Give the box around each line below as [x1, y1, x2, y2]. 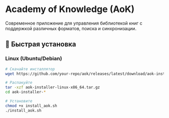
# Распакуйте [5, 80, 33, 85]
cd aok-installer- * [5, 89, 46, 95]
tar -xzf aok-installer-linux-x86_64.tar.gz [5, 85, 100, 90]
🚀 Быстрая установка [5, 40, 76, 49]
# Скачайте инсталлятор [5, 66, 55, 71]
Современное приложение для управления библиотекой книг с [5, 20, 142, 26]
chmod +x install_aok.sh [5, 103, 57, 108]
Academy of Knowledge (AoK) [5, 4, 135, 15]
